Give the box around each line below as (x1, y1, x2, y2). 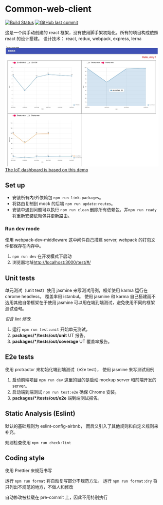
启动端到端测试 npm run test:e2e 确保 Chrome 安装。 (12, 389, 119, 395)
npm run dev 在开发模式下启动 (12, 253, 72, 259)
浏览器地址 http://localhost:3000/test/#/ (12, 260, 91, 265)
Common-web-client (5, 3, 91, 15)
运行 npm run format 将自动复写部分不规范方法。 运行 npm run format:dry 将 (5, 478, 158, 484)
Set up (5, 181, 25, 189)
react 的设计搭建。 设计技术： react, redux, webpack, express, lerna (5, 36, 142, 41)
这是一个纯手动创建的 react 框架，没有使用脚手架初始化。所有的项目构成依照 (5, 29, 159, 35)
